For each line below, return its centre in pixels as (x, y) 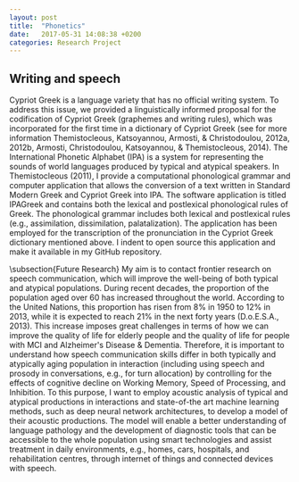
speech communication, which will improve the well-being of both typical (144, 278)
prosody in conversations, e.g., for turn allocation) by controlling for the (141, 374)
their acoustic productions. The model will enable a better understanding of (148, 421)
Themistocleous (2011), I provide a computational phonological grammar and (150, 176)
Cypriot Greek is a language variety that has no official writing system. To (144, 100)
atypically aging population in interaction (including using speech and (137, 364)
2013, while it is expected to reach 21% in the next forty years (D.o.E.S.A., (144, 317)
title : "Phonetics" (48, 26)
